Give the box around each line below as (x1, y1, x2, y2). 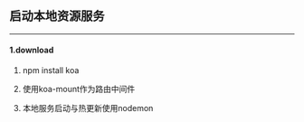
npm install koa (22, 65, 80, 76)
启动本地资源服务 (9, 8, 105, 24)
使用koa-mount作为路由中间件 (22, 84, 136, 95)
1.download (9, 44, 54, 56)
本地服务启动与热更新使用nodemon (22, 103, 154, 114)
